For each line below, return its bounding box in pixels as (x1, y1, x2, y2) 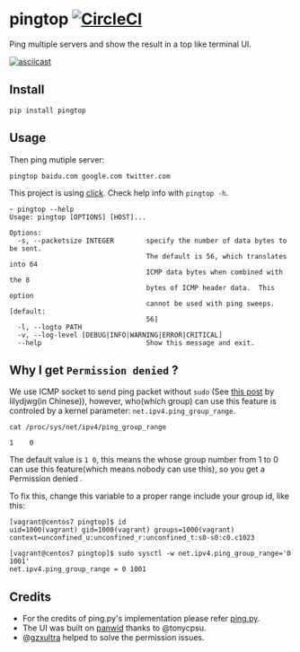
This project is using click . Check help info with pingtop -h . (9, 187, 229, 198)
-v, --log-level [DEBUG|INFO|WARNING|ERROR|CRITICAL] (17, 330, 223, 339)
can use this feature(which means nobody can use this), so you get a (9, 463, 265, 475)
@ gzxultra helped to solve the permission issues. (22, 632, 205, 643)
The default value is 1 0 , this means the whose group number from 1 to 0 (9, 454, 278, 465)
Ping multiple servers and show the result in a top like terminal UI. (9, 39, 251, 49)
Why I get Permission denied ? (9, 362, 179, 377)
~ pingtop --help (9, 205, 75, 214)
